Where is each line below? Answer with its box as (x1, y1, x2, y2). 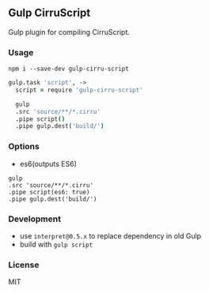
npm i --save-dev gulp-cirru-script (8, 65, 129, 73)
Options (8, 141, 40, 152)
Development (8, 213, 62, 224)
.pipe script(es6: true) (8, 188, 90, 196)
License (8, 259, 40, 270)
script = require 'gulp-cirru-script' (15, 86, 144, 94)
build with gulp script (19, 239, 93, 249)
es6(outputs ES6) (19, 159, 78, 168)
